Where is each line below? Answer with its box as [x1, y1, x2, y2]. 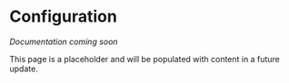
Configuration [9, 6, 118, 27]
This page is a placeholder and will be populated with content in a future [9, 53, 280, 64]
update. [9, 63, 38, 74]
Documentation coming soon [9, 36, 118, 47]
